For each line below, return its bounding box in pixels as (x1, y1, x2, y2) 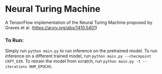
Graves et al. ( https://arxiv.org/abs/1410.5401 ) (5, 24, 98, 30)
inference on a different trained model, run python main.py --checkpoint (5, 53, 151, 59)
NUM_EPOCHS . (29, 63, 53, 69)
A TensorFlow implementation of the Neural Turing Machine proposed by (5, 19, 153, 25)
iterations (5, 64, 27, 69)
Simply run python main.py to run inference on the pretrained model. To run (5, 48, 158, 54)
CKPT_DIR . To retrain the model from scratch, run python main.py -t (5, 58, 141, 64)
